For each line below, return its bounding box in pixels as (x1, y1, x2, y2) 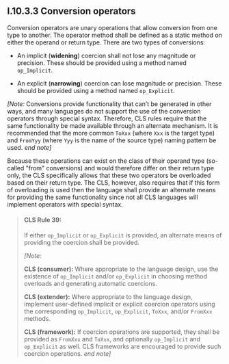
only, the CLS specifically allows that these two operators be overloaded (7, 171, 211, 179)
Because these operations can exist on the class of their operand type (7, 157, 205, 165)
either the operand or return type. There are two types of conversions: (7, 38, 206, 47)
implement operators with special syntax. (7, 200, 123, 208)
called (7, 164, 25, 172)
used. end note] (7, 143, 52, 151)
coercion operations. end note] (23, 350, 111, 358)
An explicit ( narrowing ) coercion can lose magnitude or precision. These (16, 79, 222, 88)
